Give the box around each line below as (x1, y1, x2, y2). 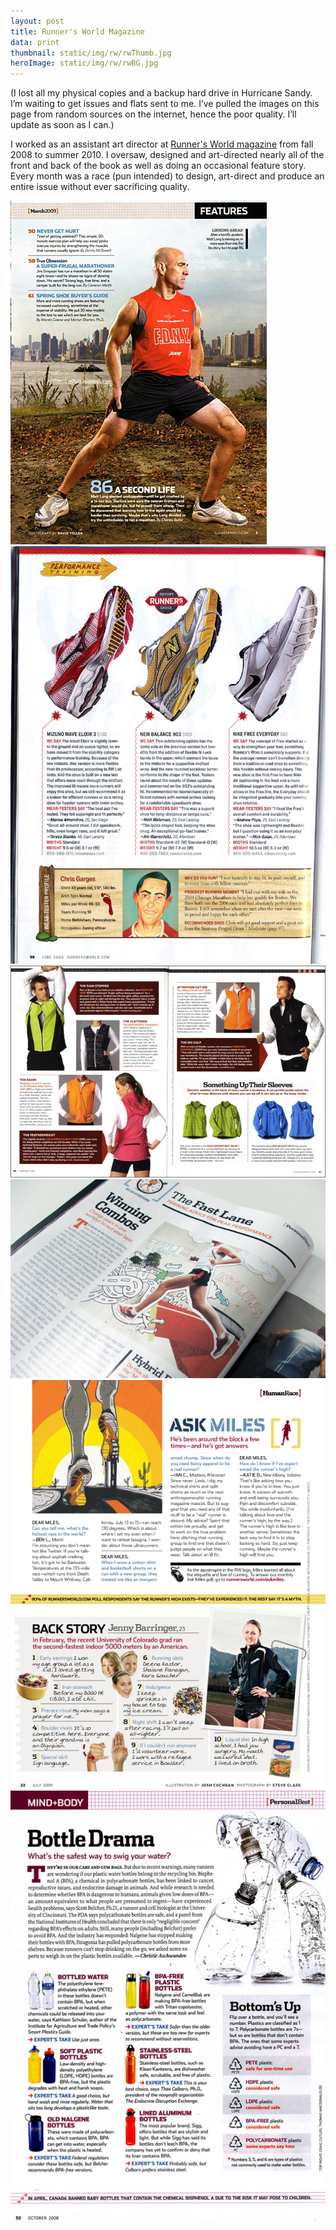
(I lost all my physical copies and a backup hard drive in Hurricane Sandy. (10, 87, 313, 99)
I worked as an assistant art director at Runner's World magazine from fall (10, 138, 314, 150)
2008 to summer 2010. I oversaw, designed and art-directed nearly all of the (10, 149, 325, 161)
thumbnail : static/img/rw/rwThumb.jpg (10, 48, 172, 58)
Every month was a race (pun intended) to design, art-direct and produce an (10, 170, 325, 182)
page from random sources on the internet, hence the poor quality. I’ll (10, 108, 297, 120)
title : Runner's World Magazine (10, 26, 145, 37)
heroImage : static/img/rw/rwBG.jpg (10, 58, 159, 69)
